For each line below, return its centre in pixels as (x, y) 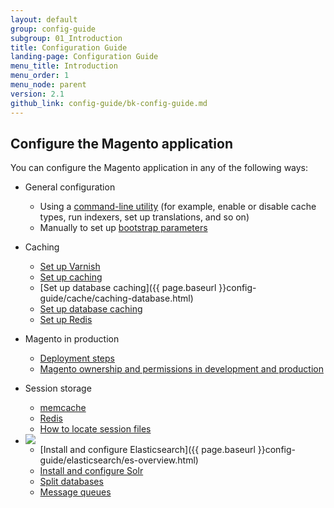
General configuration (70, 187)
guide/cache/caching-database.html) (116, 298)
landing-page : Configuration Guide (84, 57)
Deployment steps (77, 358)
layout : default (44, 19)
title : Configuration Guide (69, 47)
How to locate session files (95, 429)
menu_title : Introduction (64, 66)
